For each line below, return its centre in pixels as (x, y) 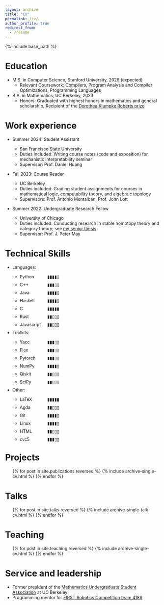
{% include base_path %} (31, 46)
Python (27, 276)
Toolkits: (21, 332)
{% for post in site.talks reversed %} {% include (61, 510)
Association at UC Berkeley (40, 592)
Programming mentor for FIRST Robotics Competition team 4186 (77, 597)
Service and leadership (53, 573)
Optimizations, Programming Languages (60, 90)
